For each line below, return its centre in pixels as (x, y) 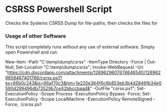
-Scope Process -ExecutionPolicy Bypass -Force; (90, 94)
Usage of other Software (36, 36)
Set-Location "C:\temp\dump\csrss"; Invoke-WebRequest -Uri (80, 67)
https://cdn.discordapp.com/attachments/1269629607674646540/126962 (84, 72)
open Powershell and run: (32, 52)
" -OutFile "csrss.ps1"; (113, 88)
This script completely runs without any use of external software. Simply (80, 47)
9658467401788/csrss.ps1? (34, 78)
